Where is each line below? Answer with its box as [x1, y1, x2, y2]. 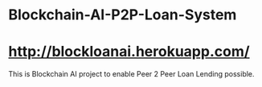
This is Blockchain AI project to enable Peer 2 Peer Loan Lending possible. [8, 69, 255, 79]
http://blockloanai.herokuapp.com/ [8, 43, 251, 61]
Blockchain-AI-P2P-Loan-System [8, 6, 237, 24]
